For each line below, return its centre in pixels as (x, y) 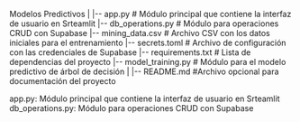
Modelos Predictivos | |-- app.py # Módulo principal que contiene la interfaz (150, 14)
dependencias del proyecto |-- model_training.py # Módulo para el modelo (148, 62)
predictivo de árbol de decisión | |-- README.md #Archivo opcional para (144, 71)
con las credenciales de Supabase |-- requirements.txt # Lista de (130, 52)
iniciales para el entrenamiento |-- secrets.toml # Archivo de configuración (148, 42)
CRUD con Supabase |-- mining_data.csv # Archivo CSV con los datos (140, 33)
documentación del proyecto (63, 81)
